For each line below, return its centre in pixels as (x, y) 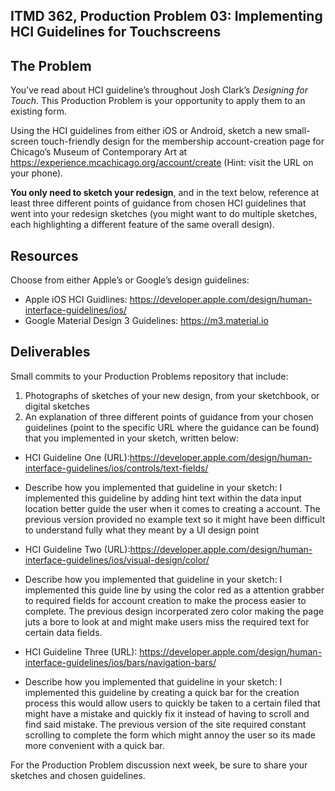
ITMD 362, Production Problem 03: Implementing (166, 16)
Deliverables (50, 352)
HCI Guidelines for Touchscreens (116, 32)
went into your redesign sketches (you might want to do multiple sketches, (164, 214)
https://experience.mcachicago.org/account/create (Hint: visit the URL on (162, 163)
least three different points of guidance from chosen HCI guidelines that (158, 203)
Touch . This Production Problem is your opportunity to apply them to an (158, 101)
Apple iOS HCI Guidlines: (76, 300)
